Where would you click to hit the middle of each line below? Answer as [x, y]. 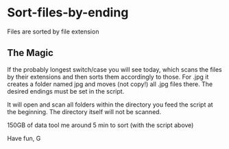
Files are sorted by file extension [53, 31]
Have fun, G [24, 138]
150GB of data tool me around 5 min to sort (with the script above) [100, 125]
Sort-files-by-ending [68, 13]
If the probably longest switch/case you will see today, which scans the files [114, 69]
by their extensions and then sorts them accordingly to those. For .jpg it [108, 77]
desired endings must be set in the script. [66, 91]
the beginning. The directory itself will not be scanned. [84, 111]
